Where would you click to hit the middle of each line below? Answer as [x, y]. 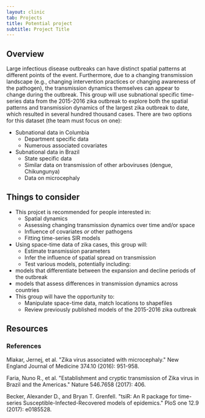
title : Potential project [39, 23]
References [24, 346]
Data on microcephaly [52, 178]
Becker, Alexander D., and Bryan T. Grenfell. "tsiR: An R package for [92, 396]
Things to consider [43, 197]
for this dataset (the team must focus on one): [64, 121]
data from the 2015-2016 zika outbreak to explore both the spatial [106, 101]
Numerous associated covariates [66, 146]
